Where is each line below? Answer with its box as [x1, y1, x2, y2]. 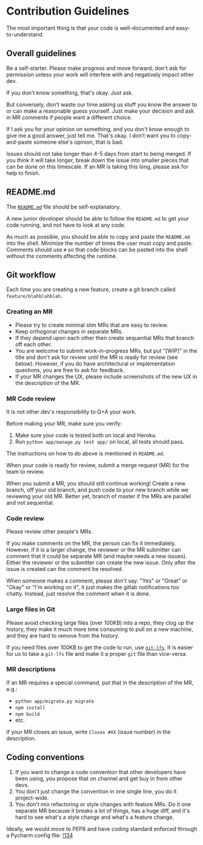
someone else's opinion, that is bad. [33, 138, 124, 145]
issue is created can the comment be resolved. [6, 566, 124, 573]
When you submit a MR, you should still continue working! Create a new [6, 479, 186, 487]
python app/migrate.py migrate [15, 698, 95, 704]
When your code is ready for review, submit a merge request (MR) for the [6, 461, 189, 469]
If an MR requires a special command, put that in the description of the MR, [6, 679, 194, 686]
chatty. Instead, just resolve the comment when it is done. [6, 590, 151, 598]
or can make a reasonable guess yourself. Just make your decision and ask [6, 107, 195, 115]
